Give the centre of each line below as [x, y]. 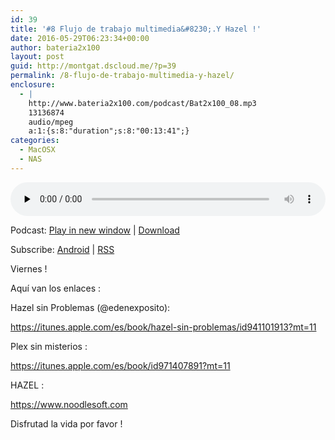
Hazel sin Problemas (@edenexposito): [90, 307]
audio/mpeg [51, 122]
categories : [35, 141]
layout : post [37, 57]
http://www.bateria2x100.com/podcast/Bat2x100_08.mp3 [142, 103]
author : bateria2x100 [55, 47]
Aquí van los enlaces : [56, 288]
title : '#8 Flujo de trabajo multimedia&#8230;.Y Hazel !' [136, 29]
